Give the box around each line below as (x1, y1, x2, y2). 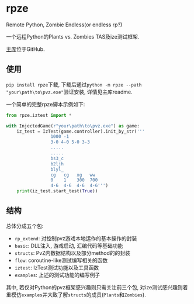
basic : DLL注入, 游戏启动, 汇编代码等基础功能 (14, 242, 123, 249)
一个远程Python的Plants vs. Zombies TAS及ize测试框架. (6, 33, 140, 40)
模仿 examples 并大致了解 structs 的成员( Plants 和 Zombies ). (11, 291, 146, 298)
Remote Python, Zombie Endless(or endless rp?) (6, 21, 123, 28)
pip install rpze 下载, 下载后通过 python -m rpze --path (6, 81, 142, 88)
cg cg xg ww (50, 172, 95, 178)
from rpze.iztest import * (6, 112, 72, 118)
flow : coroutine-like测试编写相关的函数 (14, 257, 108, 264)
